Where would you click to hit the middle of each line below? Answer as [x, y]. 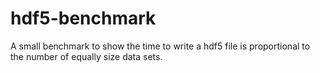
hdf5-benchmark [83, 18]
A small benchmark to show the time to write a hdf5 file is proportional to [160, 46]
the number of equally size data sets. [86, 56]
